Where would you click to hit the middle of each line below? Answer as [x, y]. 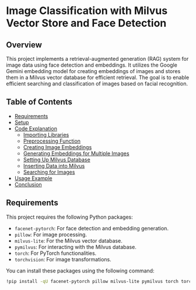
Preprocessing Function [52, 141]
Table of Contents [39, 102]
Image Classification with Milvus [87, 11]
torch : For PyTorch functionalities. [55, 253]
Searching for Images [49, 172]
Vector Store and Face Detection [86, 23]
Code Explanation [36, 128]
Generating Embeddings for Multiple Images [76, 153]
